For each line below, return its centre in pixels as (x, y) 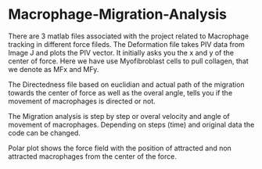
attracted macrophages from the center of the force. (93, 156)
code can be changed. (44, 133)
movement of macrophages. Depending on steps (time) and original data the (131, 124)
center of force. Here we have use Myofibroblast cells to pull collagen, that (128, 61)
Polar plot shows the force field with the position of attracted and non (120, 148)
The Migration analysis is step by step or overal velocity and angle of (119, 116)
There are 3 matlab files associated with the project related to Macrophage (128, 36)
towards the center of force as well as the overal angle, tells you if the (120, 92)
